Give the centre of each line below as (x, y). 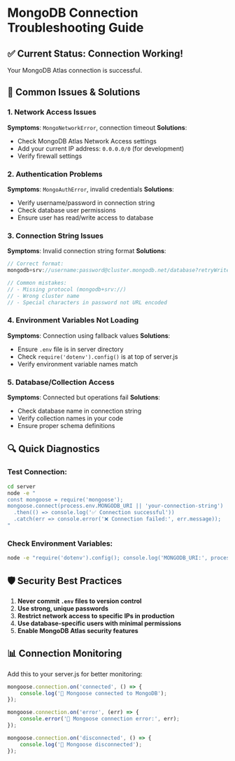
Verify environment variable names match (78, 364)
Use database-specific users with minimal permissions (99, 623)
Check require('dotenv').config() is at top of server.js (98, 356)
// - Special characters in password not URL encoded (87, 302)
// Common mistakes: (37, 283)
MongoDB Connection (73, 13)
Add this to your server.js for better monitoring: (75, 674)
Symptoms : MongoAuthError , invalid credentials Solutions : (91, 189)
